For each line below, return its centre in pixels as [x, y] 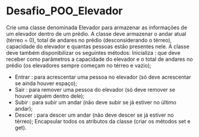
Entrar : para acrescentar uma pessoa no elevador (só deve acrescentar [103, 77]
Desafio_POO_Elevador [64, 11]
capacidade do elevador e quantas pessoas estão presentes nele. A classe [98, 46]
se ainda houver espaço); [46, 83]
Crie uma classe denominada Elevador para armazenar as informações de [97, 27]
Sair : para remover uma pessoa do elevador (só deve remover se [95, 89]
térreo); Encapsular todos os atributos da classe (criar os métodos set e [102, 121]
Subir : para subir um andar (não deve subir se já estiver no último [95, 102]
